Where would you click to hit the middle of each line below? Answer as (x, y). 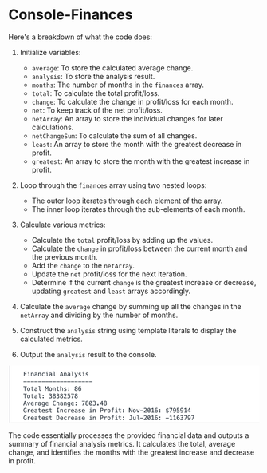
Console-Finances (71, 15)
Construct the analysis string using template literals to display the (128, 330)
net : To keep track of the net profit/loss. (97, 110)
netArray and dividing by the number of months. (99, 315)
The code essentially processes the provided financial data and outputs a (129, 435)
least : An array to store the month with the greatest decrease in (137, 144)
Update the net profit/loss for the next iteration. (109, 274)
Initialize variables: (50, 52)
